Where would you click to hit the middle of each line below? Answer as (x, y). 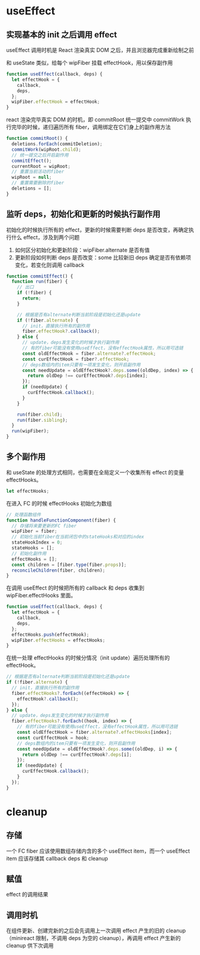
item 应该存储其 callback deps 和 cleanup (57, 858)
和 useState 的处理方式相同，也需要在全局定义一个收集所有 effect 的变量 (95, 472)
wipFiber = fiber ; (35, 531)
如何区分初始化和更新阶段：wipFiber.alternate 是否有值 (82, 250)
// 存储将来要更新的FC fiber (44, 526)
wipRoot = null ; (32, 178)
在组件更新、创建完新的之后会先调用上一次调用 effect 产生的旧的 (86, 930)
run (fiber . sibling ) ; (42, 420)
